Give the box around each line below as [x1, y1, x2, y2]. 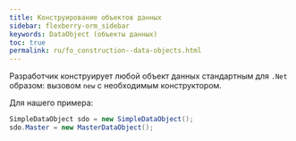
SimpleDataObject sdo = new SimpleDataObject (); [9, 115, 194, 124]
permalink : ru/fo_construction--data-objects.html [9, 46, 202, 55]
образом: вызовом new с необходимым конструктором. [9, 80, 222, 91]
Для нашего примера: [9, 97, 94, 108]
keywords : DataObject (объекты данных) [9, 29, 158, 38]
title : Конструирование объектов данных [9, 12, 163, 22]
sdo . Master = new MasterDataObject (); [9, 123, 154, 132]
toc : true [9, 37, 47, 47]
